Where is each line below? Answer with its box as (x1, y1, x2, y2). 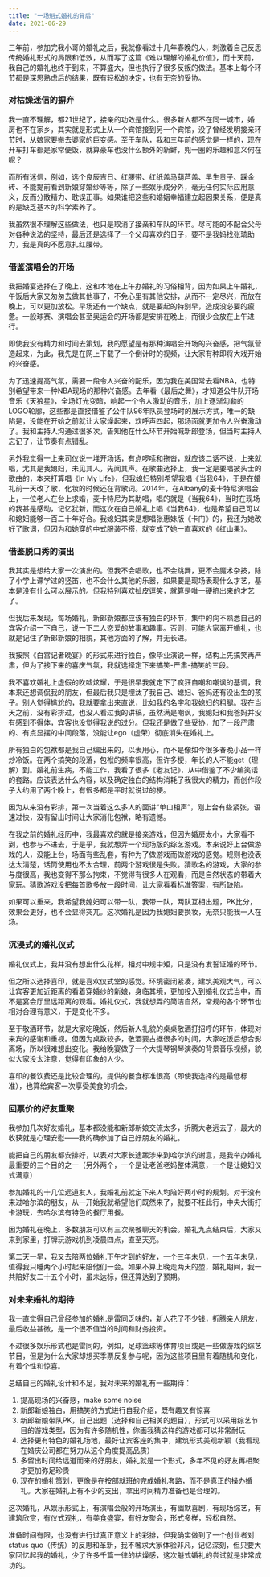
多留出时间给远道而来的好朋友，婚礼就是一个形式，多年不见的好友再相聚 (19, 1455, 260, 1466)
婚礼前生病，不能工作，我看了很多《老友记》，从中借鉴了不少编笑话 (35, 765, 259, 775)
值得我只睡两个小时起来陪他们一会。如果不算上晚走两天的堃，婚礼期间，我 (8, 1261, 255, 1271)
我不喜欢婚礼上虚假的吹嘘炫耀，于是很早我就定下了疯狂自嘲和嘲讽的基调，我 (8, 677, 262, 687)
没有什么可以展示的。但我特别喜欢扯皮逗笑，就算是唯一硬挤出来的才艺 (22, 586, 255, 596)
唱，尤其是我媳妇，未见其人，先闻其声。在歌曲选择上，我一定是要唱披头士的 (8, 464, 262, 474)
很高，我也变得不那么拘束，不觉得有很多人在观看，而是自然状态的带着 (22, 870, 255, 880)
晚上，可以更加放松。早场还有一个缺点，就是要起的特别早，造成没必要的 (8, 301, 247, 311)
